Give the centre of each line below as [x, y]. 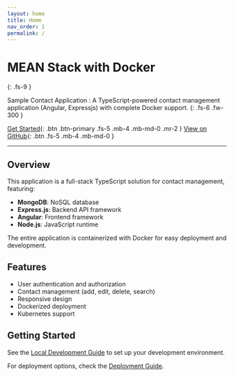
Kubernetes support [46, 314]
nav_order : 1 [26, 26]
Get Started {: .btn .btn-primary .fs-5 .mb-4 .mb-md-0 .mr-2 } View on [107, 129]
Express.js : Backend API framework [69, 209]
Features [27, 267]
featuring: [21, 188]
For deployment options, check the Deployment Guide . [86, 366]
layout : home [26, 14]
